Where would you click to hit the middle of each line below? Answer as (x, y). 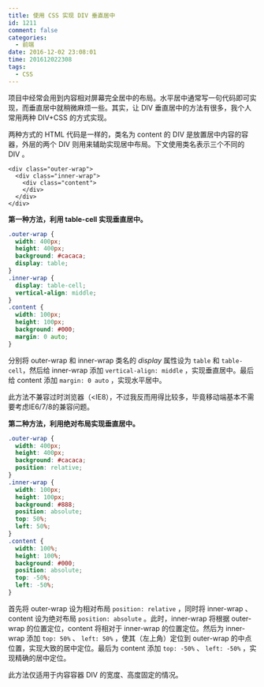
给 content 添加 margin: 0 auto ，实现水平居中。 (87, 380)
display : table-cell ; (51, 285)
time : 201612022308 (40, 60)
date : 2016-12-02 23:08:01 (52, 52)
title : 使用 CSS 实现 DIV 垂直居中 (62, 15)
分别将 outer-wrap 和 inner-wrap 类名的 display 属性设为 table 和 (114, 360)
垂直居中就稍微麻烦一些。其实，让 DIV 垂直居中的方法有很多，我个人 (140, 107)
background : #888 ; (46, 505)
